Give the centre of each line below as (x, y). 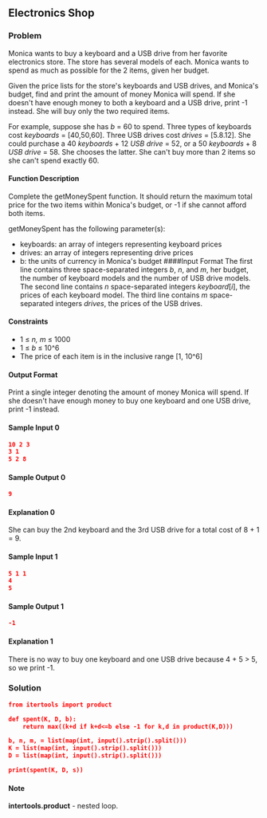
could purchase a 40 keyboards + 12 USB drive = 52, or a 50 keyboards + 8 (133, 144)
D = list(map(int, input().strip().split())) (85, 756)
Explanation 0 (32, 512)
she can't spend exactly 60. (54, 160)
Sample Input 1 (33, 556)
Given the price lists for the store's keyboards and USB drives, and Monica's (133, 85)
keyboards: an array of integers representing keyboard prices (121, 244)
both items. (27, 213)
